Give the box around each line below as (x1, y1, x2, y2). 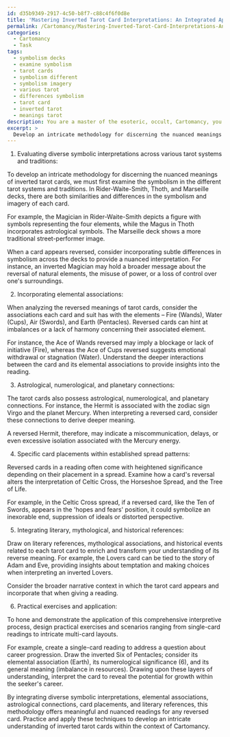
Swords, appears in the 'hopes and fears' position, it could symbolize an (7, 505, 211, 514)
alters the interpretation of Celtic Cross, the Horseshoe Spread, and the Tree (7, 477, 223, 486)
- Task (13, 42, 32, 49)
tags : (7, 49, 23, 55)
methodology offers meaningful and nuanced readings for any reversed (7, 708, 209, 716)
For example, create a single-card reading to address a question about (7, 643, 206, 651)
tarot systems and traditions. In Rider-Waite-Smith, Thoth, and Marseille (7, 185, 209, 193)
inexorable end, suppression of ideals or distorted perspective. (7, 513, 184, 521)
